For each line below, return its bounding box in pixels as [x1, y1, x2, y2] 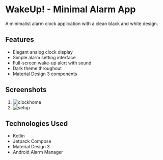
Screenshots [5, 85, 47, 94]
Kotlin [12, 133, 25, 139]
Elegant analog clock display [12, 49, 73, 55]
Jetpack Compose [12, 138, 52, 144]
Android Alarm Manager [12, 149, 63, 155]
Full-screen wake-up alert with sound [12, 60, 92, 66]
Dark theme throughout [12, 65, 62, 71]
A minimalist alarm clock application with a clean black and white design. [5, 20, 158, 27]
